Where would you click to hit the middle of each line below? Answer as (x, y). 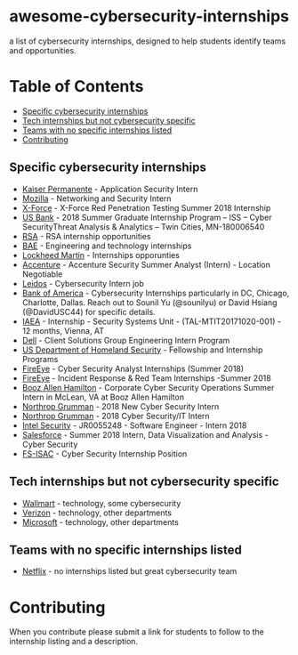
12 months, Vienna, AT (63, 330)
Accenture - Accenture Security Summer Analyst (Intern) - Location (146, 264)
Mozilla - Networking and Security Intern (97, 198)
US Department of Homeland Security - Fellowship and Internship (142, 350)
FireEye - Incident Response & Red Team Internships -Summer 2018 (146, 378)
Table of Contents (77, 87)
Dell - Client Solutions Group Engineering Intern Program (126, 340)
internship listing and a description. (74, 642)
